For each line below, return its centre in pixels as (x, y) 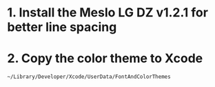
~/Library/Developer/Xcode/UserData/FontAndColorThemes (89, 77)
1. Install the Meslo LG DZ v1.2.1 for (108, 13)
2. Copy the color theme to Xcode (105, 59)
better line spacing (62, 27)
